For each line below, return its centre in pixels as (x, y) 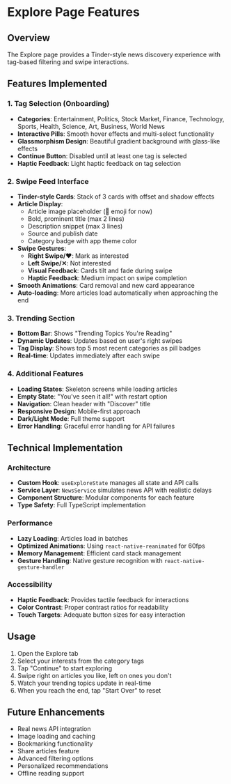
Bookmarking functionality (55, 744)
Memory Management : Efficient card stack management (99, 553)
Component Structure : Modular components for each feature (106, 498)
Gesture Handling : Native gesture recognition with (90, 560)
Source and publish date (63, 233)
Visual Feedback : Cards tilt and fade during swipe (100, 270)
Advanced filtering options (55, 759)
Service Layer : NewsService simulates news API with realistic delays (114, 490)
